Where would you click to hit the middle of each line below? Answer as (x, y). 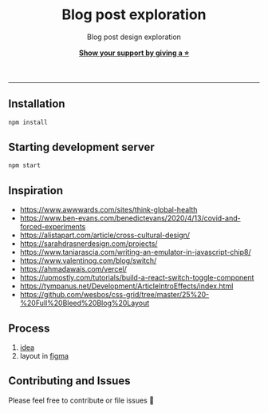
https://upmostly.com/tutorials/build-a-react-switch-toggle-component (137, 278)
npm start (25, 165)
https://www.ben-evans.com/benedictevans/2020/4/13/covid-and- (130, 218)
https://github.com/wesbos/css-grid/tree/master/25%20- (114, 295)
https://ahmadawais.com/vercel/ (73, 269)
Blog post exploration (134, 15)
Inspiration (36, 191)
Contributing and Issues (69, 381)
